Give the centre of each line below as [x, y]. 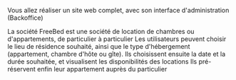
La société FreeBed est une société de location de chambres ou [101, 32]
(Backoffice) [26, 18]
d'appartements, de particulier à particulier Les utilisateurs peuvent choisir [117, 39]
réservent [21, 69]
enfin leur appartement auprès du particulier [102, 69]
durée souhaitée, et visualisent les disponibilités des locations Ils [102, 62]
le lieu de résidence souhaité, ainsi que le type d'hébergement [99, 46]
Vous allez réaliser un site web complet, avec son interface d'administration [118, 10]
